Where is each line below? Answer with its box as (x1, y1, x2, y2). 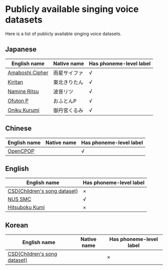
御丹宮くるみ (53, 106, 83, 113)
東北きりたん (53, 78, 83, 85)
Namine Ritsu (7, 87, 39, 94)
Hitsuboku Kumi (7, 204, 45, 211)
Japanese (5, 45, 36, 53)
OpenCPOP (7, 147, 35, 154)
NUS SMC (7, 196, 31, 203)
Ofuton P (7, 97, 29, 104)
